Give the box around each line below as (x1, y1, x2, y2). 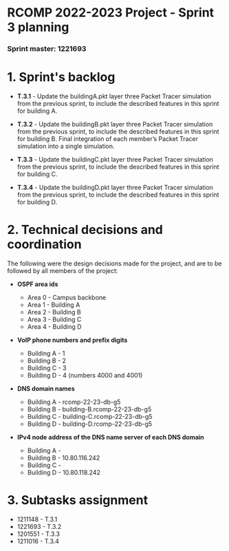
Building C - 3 (27, 363, 67, 372)
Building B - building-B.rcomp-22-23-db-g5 (27, 404, 152, 413)
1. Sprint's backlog (7, 69, 116, 85)
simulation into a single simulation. (17, 142, 115, 151)
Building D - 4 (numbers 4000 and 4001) (27, 371, 143, 379)
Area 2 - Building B (27, 307, 81, 316)
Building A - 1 (27, 349, 65, 357)
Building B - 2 (27, 356, 67, 365)
